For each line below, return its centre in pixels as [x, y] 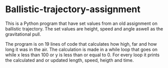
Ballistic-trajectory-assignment [73, 9]
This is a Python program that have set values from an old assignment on [81, 23]
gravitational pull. [23, 34]
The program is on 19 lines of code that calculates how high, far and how [81, 44]
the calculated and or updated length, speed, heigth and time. [70, 60]
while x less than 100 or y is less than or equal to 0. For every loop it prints [82, 55]
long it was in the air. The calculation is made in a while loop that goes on [81, 49]
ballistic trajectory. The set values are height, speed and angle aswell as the [84, 28]
